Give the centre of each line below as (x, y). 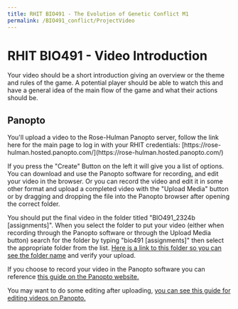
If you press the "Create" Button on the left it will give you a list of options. (116, 166)
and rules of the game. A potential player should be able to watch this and (115, 83)
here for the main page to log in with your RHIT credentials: (94, 145)
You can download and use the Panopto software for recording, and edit (113, 174)
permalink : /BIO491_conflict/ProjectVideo (71, 21)
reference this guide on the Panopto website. (73, 277)
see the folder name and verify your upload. (72, 256)
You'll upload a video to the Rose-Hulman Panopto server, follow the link (113, 137)
